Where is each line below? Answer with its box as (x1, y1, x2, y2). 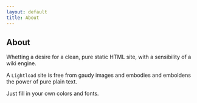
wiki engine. (6, 60, 36, 67)
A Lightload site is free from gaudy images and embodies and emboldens (6, 71, 192, 79)
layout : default (6, 9, 47, 15)
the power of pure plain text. (6, 78, 77, 85)
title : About (6, 15, 40, 21)
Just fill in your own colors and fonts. (6, 90, 99, 98)
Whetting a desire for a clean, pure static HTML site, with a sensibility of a (6, 53, 192, 61)
